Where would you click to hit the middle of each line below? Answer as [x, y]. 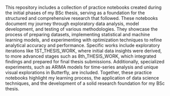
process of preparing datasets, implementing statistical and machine [78, 34]
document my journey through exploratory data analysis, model [72, 23]
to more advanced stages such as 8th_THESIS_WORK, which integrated [81, 56]
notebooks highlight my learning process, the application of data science [82, 78]
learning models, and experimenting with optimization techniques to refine [84, 40]
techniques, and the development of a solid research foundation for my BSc [85, 83]
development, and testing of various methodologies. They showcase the [81, 29]
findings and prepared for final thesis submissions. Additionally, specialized [85, 62]
